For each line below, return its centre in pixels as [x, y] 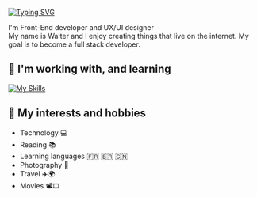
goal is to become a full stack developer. [74, 44]
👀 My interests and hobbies [77, 114]
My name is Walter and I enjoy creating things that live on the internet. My [129, 36]
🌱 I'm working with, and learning [90, 69]
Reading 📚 [38, 144]
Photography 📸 [44, 165]
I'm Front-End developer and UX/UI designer [81, 27]
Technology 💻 [44, 133]
